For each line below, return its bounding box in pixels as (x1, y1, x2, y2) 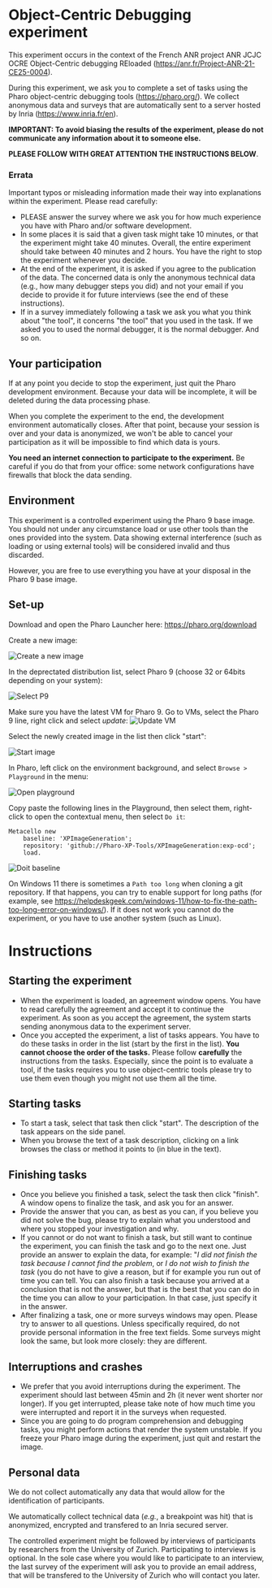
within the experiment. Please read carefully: (8, 197, 158, 207)
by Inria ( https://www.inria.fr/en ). (8, 108, 119, 119)
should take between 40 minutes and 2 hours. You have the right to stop (19, 246, 262, 257)
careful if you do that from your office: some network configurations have (8, 462, 254, 472)
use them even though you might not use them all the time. (19, 1073, 218, 1083)
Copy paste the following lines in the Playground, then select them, (8, 803, 232, 812)
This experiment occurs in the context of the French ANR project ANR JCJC (8, 50, 262, 59)
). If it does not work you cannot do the (103, 904, 234, 914)
